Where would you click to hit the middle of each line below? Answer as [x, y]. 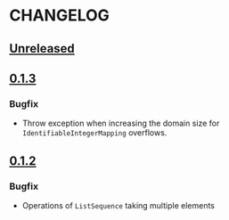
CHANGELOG [59, 16]
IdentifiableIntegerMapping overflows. [94, 133]
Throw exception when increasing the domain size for [121, 123]
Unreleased [42, 49]
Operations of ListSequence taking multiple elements [119, 205]
